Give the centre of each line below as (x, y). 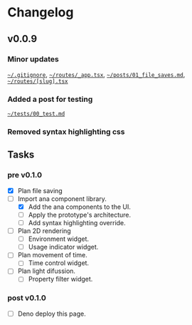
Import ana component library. (62, 198)
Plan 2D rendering (44, 231)
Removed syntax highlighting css (66, 132)
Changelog (41, 12)
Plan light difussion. (47, 271)
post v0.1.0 (27, 298)
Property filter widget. (60, 279)
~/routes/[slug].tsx (38, 81)
